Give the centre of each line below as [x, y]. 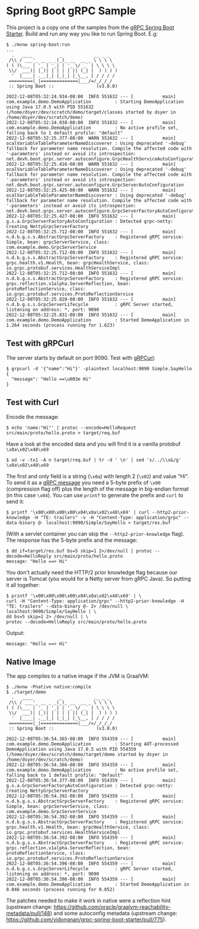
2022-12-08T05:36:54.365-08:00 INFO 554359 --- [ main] [91, 739]
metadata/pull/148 [28, 914]
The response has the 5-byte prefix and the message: [72, 540]
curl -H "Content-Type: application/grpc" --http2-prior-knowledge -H [95, 601]
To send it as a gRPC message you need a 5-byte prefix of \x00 [84, 482]
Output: [15, 633]
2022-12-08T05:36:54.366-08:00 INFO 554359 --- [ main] [91, 765]
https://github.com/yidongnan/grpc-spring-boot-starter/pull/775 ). [86, 919]
